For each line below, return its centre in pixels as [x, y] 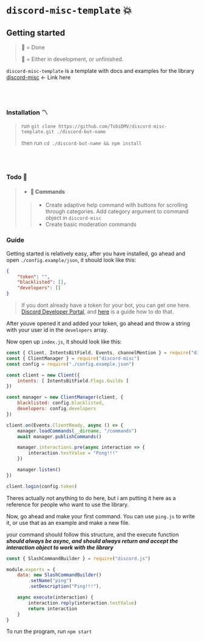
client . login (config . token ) [42, 486]
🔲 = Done [33, 47]
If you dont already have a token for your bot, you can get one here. [106, 305]
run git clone [38, 126]
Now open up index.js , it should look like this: [64, 342]
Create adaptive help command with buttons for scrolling [117, 205]
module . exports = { [31, 569]
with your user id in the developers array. [57, 330]
